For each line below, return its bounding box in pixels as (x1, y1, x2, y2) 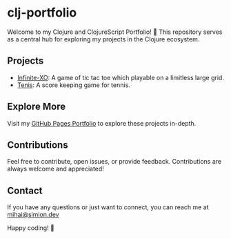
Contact (7, 184, 43, 196)
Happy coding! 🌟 (7, 224, 55, 232)
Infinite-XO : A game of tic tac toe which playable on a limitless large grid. (17, 73, 224, 82)
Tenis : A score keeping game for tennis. (17, 81, 131, 89)
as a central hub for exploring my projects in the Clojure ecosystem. (7, 35, 200, 43)
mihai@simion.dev (7, 211, 60, 219)
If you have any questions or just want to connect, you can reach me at (7, 203, 209, 211)
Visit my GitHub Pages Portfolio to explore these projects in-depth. (7, 119, 197, 127)
